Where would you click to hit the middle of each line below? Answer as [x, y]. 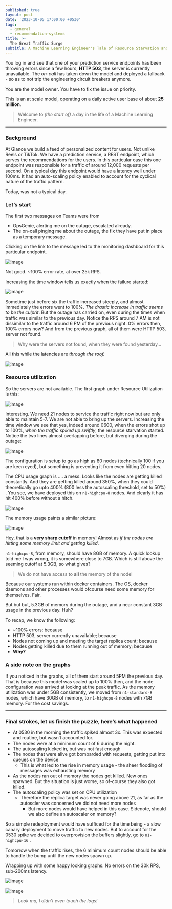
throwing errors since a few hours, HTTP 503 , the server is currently [78, 68]
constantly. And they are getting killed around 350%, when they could [79, 481]
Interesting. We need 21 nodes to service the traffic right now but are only [83, 414]
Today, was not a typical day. [36, 191]
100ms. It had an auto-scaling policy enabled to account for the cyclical [81, 176]
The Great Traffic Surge [36, 44]
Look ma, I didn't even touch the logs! [58, 901]
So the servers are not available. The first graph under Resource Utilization [84, 388]
